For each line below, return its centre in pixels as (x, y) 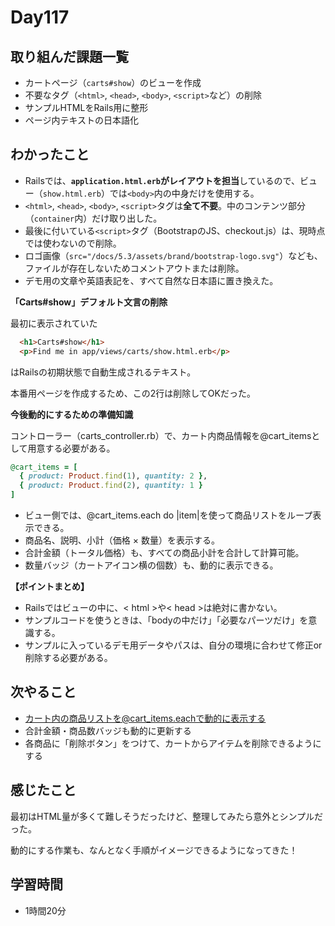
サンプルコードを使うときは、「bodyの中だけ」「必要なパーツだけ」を (166, 620)
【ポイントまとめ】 (50, 587)
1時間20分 (45, 910)
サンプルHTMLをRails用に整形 (86, 107)
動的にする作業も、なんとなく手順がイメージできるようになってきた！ (154, 850)
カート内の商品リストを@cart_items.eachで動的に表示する (145, 718)
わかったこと (50, 154)
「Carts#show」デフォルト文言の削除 (89, 302)
